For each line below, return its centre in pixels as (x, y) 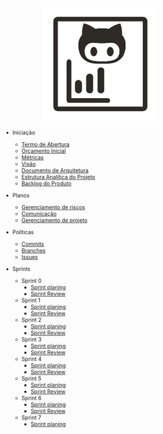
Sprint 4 (31, 359)
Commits (32, 244)
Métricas (32, 157)
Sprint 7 (31, 417)
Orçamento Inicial (44, 151)
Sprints (21, 268)
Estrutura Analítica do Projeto (58, 177)
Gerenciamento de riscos (53, 207)
